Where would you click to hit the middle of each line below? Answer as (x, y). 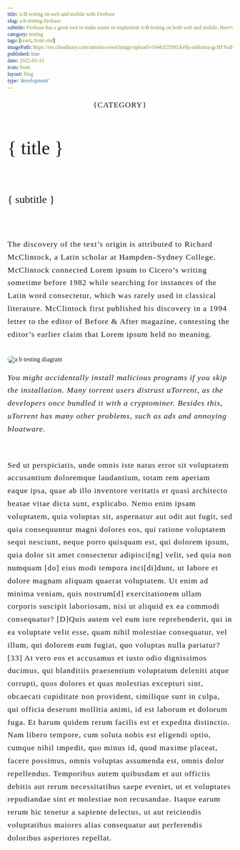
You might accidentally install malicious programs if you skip (117, 377)
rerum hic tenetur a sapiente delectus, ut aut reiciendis (105, 812)
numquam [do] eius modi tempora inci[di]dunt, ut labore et (113, 568)
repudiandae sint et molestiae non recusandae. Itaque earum (114, 799)
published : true (24, 54)
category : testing (25, 34)
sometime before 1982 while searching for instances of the (112, 283)
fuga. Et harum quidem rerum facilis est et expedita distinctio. (119, 722)
